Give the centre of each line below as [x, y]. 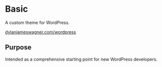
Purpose [18, 47]
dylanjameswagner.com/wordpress [41, 32]
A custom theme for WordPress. [37, 22]
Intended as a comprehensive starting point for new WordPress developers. [81, 59]
